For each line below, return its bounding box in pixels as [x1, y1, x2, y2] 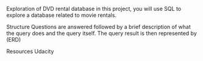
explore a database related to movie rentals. [6, 11, 117, 19]
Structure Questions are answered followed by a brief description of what [6, 24, 191, 30]
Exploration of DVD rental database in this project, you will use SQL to [6, 5, 182, 12]
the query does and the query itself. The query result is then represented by [6, 30, 197, 37]
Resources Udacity [6, 48, 54, 55]
